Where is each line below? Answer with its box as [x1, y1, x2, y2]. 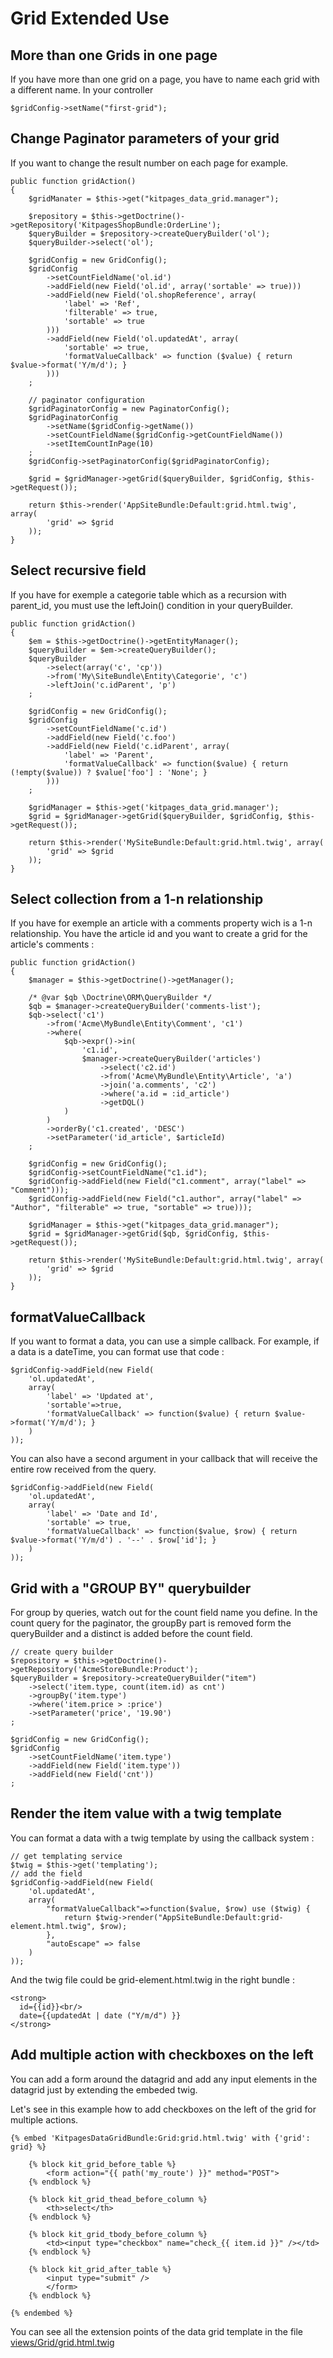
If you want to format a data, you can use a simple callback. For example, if [10, 1335, 320, 1347]
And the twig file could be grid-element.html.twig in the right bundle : [10, 1973, 295, 1986]
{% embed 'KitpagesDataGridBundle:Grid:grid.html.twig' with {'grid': [10, 2133, 311, 2143]
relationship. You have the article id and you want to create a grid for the [10, 928, 308, 940]
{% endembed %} [10, 2308, 74, 2318]
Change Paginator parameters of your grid [10, 130, 280, 147]
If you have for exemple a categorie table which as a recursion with [10, 588, 287, 601]
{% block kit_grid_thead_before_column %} [28, 2194, 208, 2204]
